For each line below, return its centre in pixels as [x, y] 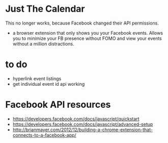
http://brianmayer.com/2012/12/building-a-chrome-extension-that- [82, 129]
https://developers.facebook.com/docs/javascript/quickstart [76, 118]
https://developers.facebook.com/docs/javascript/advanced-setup [83, 124]
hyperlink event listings [37, 78]
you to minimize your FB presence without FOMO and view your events [87, 38]
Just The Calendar [45, 9]
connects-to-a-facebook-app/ [44, 135]
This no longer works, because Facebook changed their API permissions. [82, 23]
